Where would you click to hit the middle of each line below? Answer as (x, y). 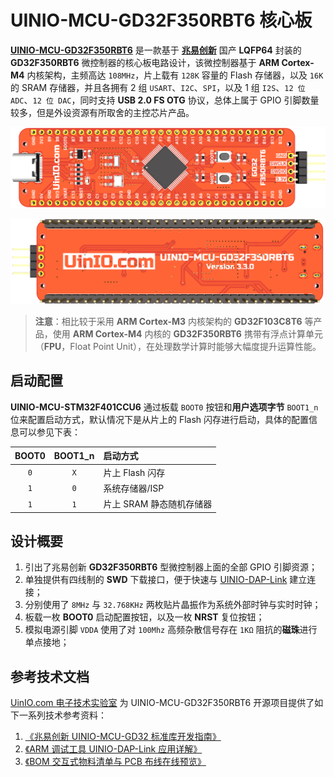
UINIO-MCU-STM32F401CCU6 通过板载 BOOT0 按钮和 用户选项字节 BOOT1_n (164, 407)
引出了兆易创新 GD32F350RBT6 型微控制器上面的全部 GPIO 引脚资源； (171, 567)
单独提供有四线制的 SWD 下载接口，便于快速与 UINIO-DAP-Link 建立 (166, 580)
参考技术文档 (50, 676)
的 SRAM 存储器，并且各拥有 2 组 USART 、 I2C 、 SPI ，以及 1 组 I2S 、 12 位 (158, 87)
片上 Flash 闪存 (134, 472)
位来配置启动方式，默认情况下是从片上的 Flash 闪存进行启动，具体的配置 (160, 419)
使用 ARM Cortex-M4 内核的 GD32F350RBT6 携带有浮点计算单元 (187, 334)
